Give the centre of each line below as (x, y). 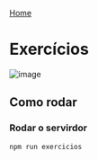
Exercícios (49, 49)
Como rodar (44, 102)
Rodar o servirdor (49, 128)
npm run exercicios (46, 147)
